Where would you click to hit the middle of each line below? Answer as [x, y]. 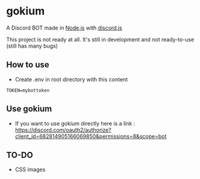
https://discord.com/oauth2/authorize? [63, 130]
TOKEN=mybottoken [28, 90]
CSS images [30, 169]
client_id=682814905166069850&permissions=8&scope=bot [91, 136]
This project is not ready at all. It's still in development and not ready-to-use [100, 39]
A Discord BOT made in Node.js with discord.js [64, 28]
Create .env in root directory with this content [71, 79]
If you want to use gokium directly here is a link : [75, 123]
